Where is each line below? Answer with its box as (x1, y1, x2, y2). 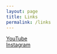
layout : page (6, 8, 38, 15)
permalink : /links (6, 19, 51, 25)
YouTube (6, 35, 28, 42)
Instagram (6, 41, 31, 48)
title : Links (6, 14, 38, 20)
